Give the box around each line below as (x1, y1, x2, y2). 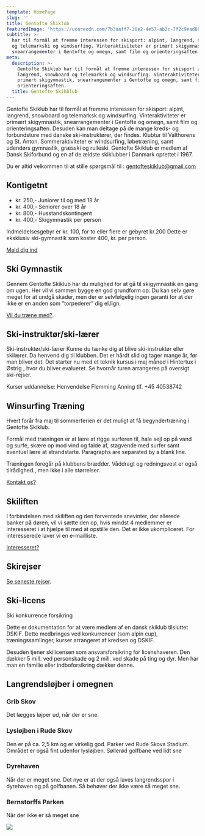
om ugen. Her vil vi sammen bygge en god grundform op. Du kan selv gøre (6, 287, 195, 294)
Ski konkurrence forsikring (6, 612, 73, 619)
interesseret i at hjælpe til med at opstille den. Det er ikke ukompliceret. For (6, 525, 195, 532)
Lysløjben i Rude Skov (6, 727, 73, 735)
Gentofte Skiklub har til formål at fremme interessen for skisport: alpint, (6, 105, 185, 112)
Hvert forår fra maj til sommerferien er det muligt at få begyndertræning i (6, 417, 190, 425)
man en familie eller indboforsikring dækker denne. (6, 661, 135, 669)
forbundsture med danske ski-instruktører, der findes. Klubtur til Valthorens (6, 131, 195, 138)
